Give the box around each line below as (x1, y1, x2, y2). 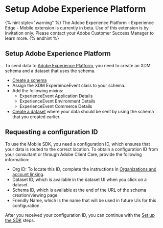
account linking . (12, 171, 45, 177)
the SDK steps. (5, 217, 35, 223)
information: (5, 156, 30, 162)
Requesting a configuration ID (5, 128, 98, 136)
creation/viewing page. (12, 192, 59, 198)
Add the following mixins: (12, 87, 64, 94)
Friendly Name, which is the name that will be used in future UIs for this (12, 197, 157, 203)
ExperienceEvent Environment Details (19, 98, 95, 104)
